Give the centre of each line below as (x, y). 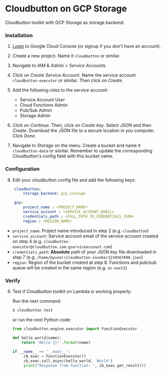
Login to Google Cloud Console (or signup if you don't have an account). (87, 46)
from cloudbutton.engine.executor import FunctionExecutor (75, 329)
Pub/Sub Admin (36, 111)
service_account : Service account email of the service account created (85, 236)
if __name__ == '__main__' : (41, 352)
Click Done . (24, 136)
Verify (13, 280)
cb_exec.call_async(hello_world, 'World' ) (68, 361)
